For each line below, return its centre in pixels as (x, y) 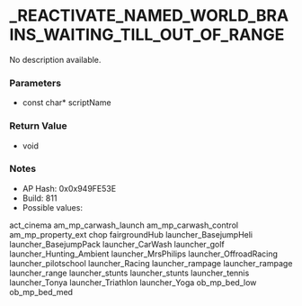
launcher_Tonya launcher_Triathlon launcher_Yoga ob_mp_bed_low (133, 282)
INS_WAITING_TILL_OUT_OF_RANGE (147, 35)
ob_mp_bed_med (41, 292)
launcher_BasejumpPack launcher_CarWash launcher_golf (117, 244)
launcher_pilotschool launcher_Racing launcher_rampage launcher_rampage (151, 263)
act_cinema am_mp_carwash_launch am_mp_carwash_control (124, 225)
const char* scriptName (67, 103)
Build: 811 (40, 198)
